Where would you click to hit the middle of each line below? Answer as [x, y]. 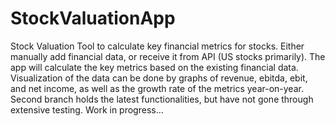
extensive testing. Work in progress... [87, 109]
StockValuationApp [93, 18]
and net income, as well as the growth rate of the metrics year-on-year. [157, 88]
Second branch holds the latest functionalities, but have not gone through [162, 99]
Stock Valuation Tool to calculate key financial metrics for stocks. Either [157, 46]
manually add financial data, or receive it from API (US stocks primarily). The [168, 56]
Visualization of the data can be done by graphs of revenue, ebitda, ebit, [159, 78]
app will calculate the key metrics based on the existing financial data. [154, 67]
